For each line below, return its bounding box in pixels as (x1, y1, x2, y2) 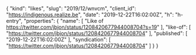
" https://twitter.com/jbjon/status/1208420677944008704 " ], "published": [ (6, 30, 188, 37)
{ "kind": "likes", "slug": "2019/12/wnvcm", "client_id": (6, 5, 136, 12)
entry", (6, 18, 22, 24)
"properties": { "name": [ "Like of (23, 18, 104, 24)
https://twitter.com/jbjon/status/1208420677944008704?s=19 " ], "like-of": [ (6, 23, 191, 30)
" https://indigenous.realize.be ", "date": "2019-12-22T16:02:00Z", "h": (6, 11, 174, 18)
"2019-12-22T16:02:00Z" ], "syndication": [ (6, 36, 111, 43)
